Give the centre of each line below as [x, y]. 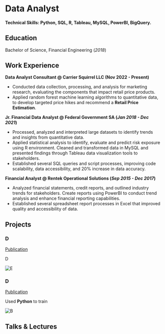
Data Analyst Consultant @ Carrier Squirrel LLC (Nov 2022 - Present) [77, 77]
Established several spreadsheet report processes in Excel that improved [86, 204]
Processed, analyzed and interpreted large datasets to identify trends [83, 132]
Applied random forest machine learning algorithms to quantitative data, [85, 97]
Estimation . [24, 108]
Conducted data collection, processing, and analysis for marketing [80, 87]
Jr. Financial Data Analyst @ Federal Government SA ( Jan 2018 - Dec [77, 117]
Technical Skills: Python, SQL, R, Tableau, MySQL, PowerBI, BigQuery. [78, 22]
